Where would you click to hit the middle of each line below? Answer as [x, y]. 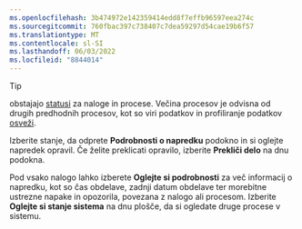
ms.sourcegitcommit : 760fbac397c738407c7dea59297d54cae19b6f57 [132, 26]
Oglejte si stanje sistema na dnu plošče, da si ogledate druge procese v [145, 206]
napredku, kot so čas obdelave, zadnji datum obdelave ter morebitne [138, 187]
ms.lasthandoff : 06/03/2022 [63, 52]
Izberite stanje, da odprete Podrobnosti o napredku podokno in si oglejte [146, 140]
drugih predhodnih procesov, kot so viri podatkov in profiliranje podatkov [146, 113]
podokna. [27, 159]
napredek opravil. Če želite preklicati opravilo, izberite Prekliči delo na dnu [149, 150]
